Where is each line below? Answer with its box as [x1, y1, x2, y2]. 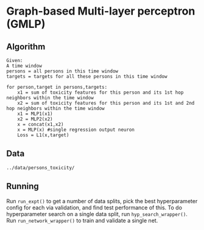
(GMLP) [6, 17, 46, 31]
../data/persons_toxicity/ [6, 164, 75, 171]
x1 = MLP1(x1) [17, 111, 53, 117]
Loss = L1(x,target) [17, 132, 69, 138]
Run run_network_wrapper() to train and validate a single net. [6, 217, 158, 224]
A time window [6, 63, 43, 69]
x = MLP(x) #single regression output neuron [17, 127, 135, 133]
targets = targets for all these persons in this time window [6, 74, 167, 80]
